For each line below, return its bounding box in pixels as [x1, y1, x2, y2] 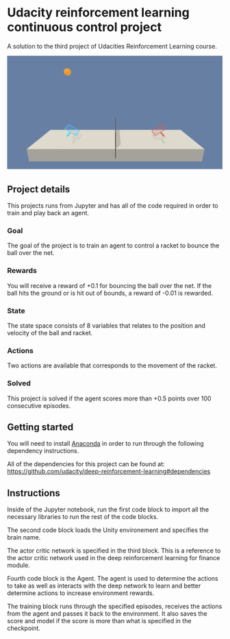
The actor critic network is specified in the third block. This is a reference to [7, 546, 221, 555]
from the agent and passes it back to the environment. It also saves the [7, 610, 207, 618]
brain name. [7, 533, 41, 542]
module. [7, 561, 31, 570]
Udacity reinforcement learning [7, 5, 190, 21]
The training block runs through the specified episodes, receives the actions [7, 602, 222, 611]
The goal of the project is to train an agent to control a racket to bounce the [7, 241, 220, 250]
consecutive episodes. [7, 401, 71, 409]
